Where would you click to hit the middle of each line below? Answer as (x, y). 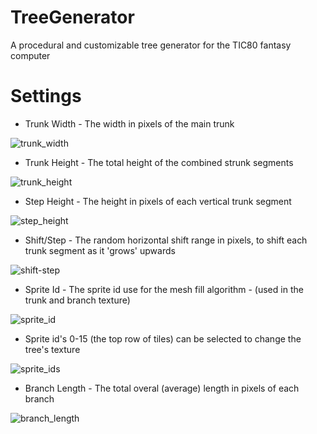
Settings (46, 96)
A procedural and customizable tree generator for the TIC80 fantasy (151, 45)
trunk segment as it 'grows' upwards (100, 250)
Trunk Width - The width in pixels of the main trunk (129, 123)
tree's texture (52, 349)
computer (30, 55)
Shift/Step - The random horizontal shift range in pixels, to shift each (166, 240)
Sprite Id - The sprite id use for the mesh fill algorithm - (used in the (164, 289)
